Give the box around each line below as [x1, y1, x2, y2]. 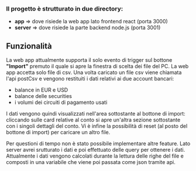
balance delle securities [14, 93, 72, 100]
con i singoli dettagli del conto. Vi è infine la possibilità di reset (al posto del [6, 123, 188, 130]
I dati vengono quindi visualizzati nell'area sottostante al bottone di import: [6, 110, 185, 117]
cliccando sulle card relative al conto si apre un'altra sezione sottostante [6, 116, 181, 124]
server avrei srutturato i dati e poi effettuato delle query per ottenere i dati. [6, 146, 185, 153]
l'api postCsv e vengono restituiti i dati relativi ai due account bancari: [6, 75, 174, 82]
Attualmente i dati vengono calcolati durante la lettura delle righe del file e [6, 152, 184, 159]
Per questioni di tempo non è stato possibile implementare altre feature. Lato [6, 140, 191, 147]
